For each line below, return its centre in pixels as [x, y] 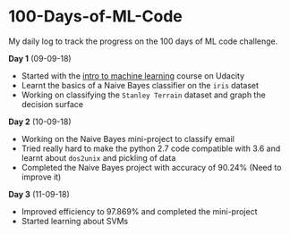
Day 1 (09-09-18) [40, 58]
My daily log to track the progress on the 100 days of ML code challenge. [143, 41]
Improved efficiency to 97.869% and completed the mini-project [139, 211]
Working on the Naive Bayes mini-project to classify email [128, 138]
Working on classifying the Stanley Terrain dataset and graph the [143, 95]
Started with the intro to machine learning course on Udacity [133, 76]
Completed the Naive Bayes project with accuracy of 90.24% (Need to [151, 167]
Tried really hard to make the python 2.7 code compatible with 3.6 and [151, 148]
